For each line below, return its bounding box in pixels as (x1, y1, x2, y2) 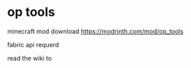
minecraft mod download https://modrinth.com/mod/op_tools (7, 27, 184, 35)
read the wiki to (7, 53, 52, 62)
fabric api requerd (7, 40, 59, 49)
